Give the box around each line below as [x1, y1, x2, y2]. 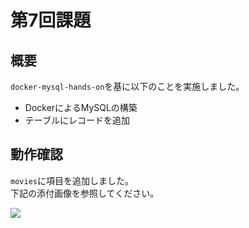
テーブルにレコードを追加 [24, 114, 130, 126]
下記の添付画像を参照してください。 [10, 187, 160, 199]
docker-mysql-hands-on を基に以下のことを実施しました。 [10, 81, 245, 92]
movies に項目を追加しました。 [10, 174, 134, 186]
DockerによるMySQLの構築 [24, 102, 138, 113]
